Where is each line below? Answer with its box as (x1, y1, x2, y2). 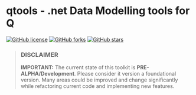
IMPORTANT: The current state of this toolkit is (20, 64, 136, 71)
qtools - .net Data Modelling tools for (6, 4, 190, 18)
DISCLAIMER (20, 50, 58, 59)
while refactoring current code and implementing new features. (20, 83, 175, 90)
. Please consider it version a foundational (74, 70, 177, 77)
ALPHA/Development (20, 70, 75, 77)
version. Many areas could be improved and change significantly (20, 76, 178, 83)
